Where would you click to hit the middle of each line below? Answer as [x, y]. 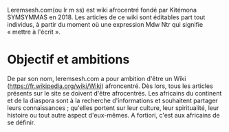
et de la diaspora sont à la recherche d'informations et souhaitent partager [112, 100]
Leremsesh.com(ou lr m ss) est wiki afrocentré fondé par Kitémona [102, 10]
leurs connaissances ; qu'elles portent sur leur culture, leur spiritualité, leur [113, 108]
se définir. [21, 122]
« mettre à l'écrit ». [34, 32]
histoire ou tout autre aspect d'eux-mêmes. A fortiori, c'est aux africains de [113, 115]
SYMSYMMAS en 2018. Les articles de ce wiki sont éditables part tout [106, 17]
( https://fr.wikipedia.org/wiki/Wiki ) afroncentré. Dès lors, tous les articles [110, 86]
